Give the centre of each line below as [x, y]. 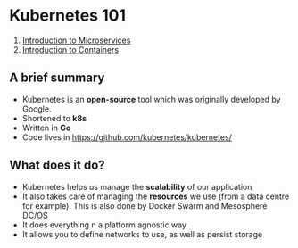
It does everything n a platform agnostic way [104, 225]
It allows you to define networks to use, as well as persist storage [142, 234]
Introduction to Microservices [76, 40]
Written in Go [46, 128]
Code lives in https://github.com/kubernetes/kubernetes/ [127, 137]
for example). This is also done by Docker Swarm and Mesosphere [145, 205]
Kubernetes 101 [68, 16]
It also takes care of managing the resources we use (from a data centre [156, 196]
